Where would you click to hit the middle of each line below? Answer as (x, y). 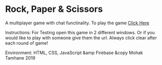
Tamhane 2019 (20, 58)
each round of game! (27, 43)
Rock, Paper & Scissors (54, 9)
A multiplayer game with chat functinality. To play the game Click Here (77, 23)
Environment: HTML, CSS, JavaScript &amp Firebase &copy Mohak (74, 53)
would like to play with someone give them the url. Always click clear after (81, 38)
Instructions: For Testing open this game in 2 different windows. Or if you (80, 32)
